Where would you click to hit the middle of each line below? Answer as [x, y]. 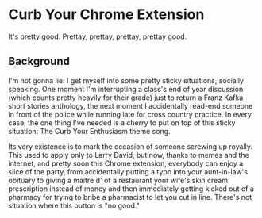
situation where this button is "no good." [74, 205]
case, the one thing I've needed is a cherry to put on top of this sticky [122, 122]
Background [39, 61]
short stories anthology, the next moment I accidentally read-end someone [131, 105]
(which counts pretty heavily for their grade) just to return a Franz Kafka [126, 98]
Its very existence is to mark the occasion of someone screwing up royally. [130, 146]
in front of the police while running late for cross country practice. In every [130, 114]
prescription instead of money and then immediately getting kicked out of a [131, 189]
